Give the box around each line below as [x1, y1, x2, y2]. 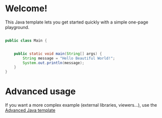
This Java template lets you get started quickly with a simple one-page [5, 19, 149, 25]
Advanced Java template [5, 107, 55, 113]
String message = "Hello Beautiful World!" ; [23, 56, 115, 61]
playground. [5, 24, 29, 30]
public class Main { [5, 38, 48, 43]
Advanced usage [5, 86, 76, 97]
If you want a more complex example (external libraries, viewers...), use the [5, 102, 157, 108]
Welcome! [5, 3, 48, 14]
